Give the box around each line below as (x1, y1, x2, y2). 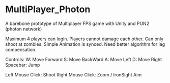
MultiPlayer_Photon (5, 4, 91, 15)
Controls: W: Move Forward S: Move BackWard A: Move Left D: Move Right (5, 56, 162, 62)
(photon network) (5, 25, 42, 32)
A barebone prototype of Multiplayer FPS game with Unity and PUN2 (5, 20, 149, 26)
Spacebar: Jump (5, 62, 40, 68)
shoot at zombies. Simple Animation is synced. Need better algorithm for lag (5, 41, 165, 47)
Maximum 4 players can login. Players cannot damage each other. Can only (5, 36, 164, 42)
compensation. (5, 46, 37, 52)
